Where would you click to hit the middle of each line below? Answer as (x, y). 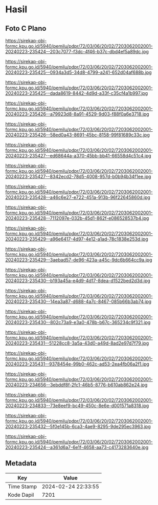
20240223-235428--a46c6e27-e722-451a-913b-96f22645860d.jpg (78, 197)
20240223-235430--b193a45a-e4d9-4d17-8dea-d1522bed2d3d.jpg (78, 281)
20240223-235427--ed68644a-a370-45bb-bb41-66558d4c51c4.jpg (78, 156)
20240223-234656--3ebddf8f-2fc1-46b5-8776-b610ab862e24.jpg (76, 385)
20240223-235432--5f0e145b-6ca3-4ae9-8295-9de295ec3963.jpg (78, 426)
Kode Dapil (21, 495)
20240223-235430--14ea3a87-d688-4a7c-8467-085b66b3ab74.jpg (78, 301)
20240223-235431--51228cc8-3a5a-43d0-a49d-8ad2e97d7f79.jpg (77, 343)
